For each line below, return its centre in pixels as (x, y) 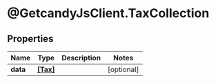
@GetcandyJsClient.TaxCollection (108, 13)
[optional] (123, 69)
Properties (30, 39)
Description (81, 58)
